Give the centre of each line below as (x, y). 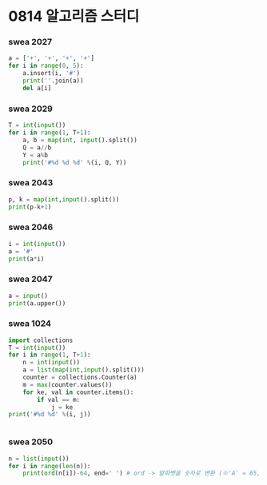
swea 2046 (31, 227)
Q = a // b (37, 147)
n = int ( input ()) (52, 363)
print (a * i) (26, 259)
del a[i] (37, 88)
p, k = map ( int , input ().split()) (64, 199)
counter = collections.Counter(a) (80, 378)
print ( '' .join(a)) (53, 81)
